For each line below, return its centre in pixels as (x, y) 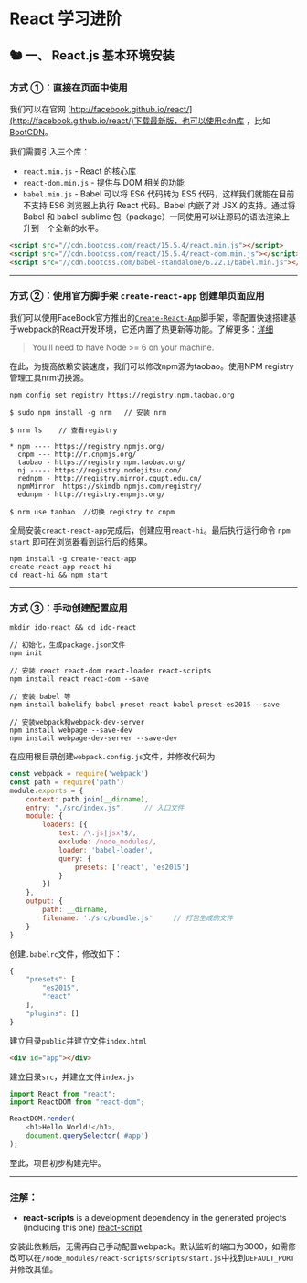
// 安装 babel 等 (40, 697)
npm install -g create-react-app (73, 558)
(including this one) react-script (82, 1228)
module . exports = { (47, 790)
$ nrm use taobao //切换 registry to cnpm (92, 512)
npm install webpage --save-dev (71, 731)
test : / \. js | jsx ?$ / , (97, 833)
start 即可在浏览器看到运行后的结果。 (81, 541)
